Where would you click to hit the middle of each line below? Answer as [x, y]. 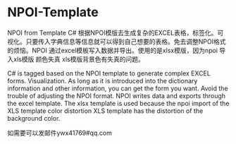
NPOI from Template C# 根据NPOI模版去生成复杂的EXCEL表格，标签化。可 [116, 32]
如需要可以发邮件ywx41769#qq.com [60, 133]
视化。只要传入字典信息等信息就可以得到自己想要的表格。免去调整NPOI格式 [117, 41]
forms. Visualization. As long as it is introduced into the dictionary [103, 80]
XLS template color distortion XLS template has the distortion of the [105, 111]
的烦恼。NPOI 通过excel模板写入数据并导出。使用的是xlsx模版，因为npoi [113, 50]
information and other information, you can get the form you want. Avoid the [118, 88]
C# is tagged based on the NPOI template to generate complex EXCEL [109, 73]
